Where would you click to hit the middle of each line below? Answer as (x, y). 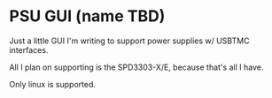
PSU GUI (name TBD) (87, 16)
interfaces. (29, 49)
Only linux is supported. (52, 84)
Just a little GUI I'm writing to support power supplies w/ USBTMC (129, 41)
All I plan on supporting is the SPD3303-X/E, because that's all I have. (136, 67)
